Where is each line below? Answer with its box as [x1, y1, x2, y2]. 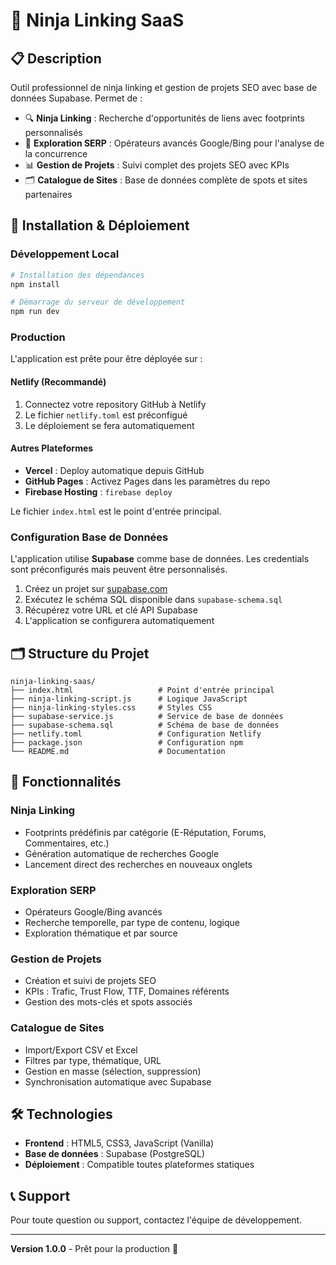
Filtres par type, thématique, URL [24, 1054, 162, 1066]
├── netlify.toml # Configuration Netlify [10, 729, 262, 739]
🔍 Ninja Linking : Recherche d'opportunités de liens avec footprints [24, 112, 305, 124]
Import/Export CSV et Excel [24, 1044, 138, 1056]
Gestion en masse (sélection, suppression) [24, 1065, 202, 1077]
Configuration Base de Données [10, 530, 169, 544]
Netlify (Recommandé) [10, 376, 107, 388]
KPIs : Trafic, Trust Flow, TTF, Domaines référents [24, 985, 230, 998]
